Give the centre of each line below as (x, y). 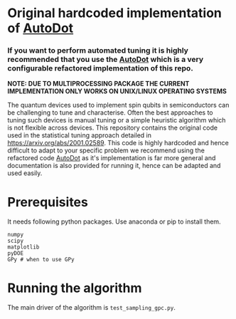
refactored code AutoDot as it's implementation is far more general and (112, 158)
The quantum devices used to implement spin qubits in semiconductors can (118, 105)
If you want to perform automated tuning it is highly (98, 51)
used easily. (25, 173)
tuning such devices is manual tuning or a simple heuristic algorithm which (117, 120)
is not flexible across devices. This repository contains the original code (113, 128)
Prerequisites (48, 202)
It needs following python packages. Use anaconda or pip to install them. (114, 221)
